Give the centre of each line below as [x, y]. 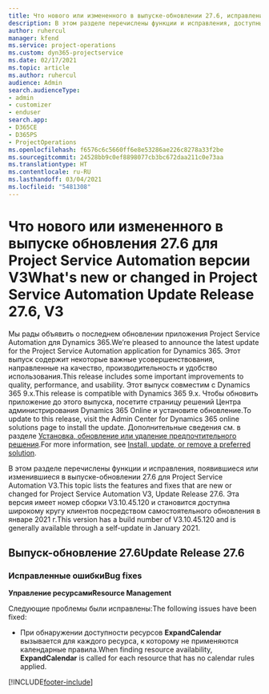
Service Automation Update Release [131, 294]
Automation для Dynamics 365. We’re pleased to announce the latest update [134, 342]
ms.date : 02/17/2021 [43, 61]
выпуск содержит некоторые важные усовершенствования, [111, 359]
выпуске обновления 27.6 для [113, 243]
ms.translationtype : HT [48, 165]
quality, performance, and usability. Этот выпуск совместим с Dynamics [129, 384]
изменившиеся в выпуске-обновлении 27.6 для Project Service [115, 476]
